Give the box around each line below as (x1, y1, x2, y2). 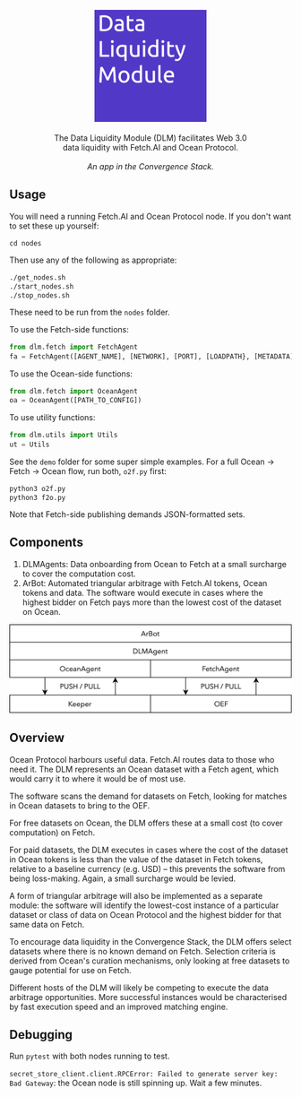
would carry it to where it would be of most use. (9, 773, 186, 784)
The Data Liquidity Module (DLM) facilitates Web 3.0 (53, 133, 248, 143)
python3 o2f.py (9, 485, 66, 494)
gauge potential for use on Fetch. (9, 964, 132, 975)
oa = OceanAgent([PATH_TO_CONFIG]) (9, 396, 142, 405)
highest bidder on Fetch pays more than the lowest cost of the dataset (21, 597, 282, 608)
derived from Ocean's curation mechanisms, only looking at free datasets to (9, 955, 290, 966)
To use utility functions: (9, 412, 96, 423)
